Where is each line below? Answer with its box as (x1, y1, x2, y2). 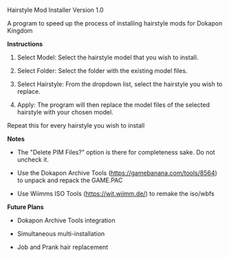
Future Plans (7, 203, 44, 211)
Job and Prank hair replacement (17, 243, 109, 251)
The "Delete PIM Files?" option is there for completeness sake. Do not (17, 148, 215, 156)
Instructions (7, 40, 43, 48)
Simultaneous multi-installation (17, 230, 105, 237)
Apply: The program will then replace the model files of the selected (17, 101, 210, 109)
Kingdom (7, 27, 33, 34)
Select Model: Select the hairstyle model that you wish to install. (17, 53, 199, 61)
